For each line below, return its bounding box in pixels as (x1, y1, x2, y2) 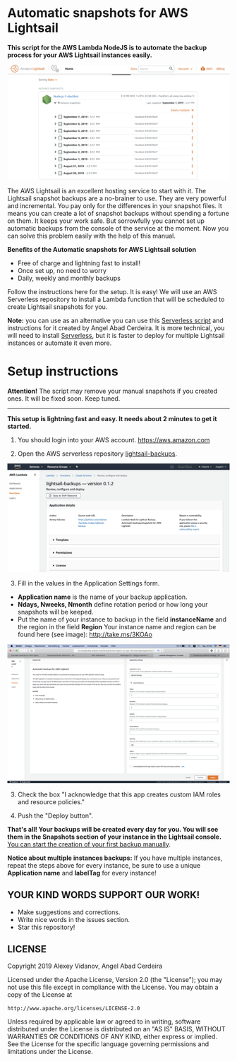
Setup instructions (7, 363, 119, 380)
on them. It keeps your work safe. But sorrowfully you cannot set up (7, 217, 205, 225)
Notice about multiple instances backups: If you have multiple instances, (7, 854, 223, 862)
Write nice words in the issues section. (17, 915, 130, 923)
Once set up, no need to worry (17, 267, 107, 275)
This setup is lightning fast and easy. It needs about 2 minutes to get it (7, 415, 217, 423)
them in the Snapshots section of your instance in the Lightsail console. (7, 832, 222, 841)
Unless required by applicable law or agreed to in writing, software (7, 1017, 201, 1026)
